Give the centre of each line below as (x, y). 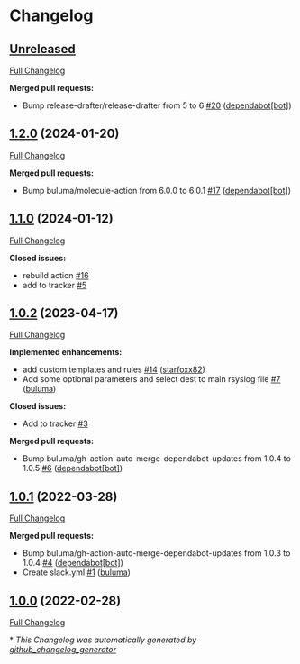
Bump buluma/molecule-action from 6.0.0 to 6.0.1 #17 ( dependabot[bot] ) (156, 190)
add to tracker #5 (55, 285)
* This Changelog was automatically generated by (103, 640)
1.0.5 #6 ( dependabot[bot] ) (73, 468)
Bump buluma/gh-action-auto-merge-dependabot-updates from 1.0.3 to (156, 553)
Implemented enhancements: (66, 352)
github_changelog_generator (63, 650)
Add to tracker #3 (55, 423)
